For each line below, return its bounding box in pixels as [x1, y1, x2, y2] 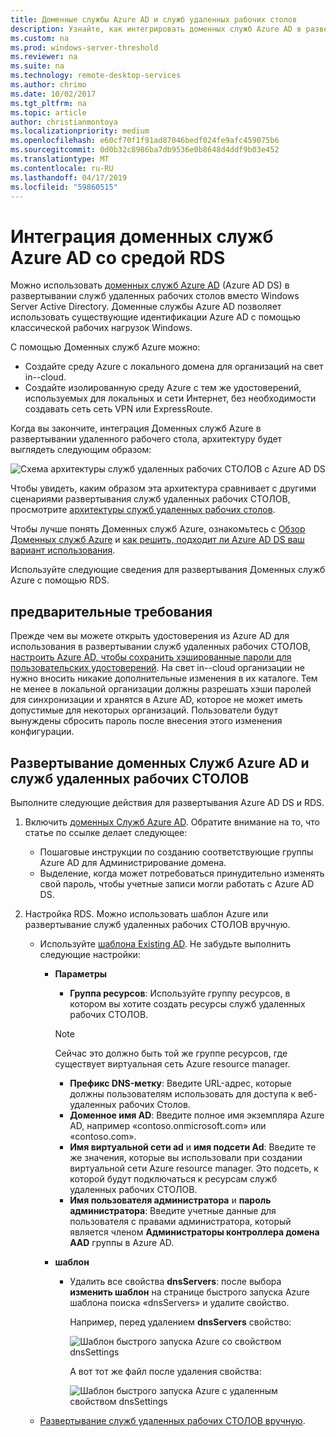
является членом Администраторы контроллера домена [69, 1226, 320, 1238]
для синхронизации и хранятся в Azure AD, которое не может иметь [10, 694, 303, 706]
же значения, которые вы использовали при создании [69, 1151, 303, 1163]
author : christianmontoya [10, 117, 118, 127]
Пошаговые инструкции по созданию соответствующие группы [39, 846, 314, 858]
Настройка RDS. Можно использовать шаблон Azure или [24, 907, 269, 920]
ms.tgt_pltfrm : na [10, 98, 87, 108]
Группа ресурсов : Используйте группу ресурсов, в [69, 987, 291, 999]
